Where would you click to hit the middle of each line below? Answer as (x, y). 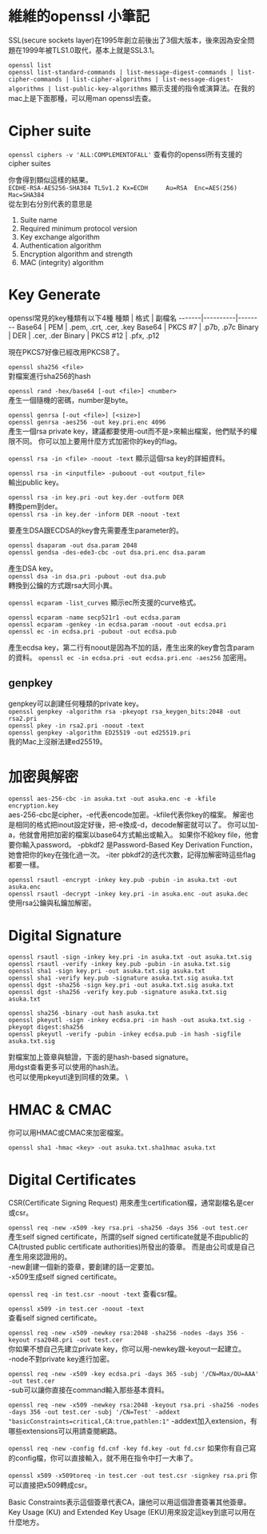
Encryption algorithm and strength (76, 254)
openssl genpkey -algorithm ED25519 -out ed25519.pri (100, 733)
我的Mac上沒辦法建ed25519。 (58, 741)
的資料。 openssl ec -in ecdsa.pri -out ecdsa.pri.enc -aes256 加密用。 (130, 657)
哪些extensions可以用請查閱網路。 (65, 1431)
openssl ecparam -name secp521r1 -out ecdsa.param (94, 618)
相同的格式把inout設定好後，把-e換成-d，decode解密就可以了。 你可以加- (137, 824)
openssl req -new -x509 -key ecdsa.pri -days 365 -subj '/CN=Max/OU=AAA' (134, 1375)
